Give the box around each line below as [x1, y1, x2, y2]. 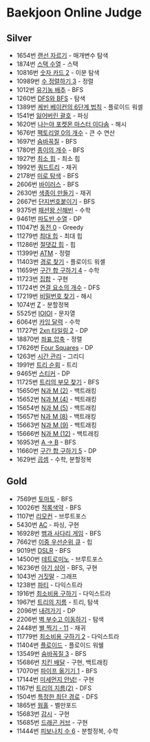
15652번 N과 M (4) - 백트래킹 [16, 395, 97, 403]
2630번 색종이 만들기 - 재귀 [16, 189, 92, 197]
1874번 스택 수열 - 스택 [16, 60, 78, 68]
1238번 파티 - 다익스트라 [16, 580, 83, 589]
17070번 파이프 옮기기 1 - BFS [16, 666, 98, 675]
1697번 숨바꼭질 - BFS [16, 138, 77, 145]
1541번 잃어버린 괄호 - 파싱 [16, 111, 89, 120]
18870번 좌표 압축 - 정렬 [16, 335, 83, 343]
